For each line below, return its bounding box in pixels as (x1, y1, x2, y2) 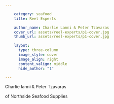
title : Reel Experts (14, 16, 56, 21)
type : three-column (18, 48, 58, 53)
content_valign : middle (18, 61, 68, 67)
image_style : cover (18, 52, 58, 57)
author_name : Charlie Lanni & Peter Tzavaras (14, 25, 110, 30)
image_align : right (18, 57, 58, 62)
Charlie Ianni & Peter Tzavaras (5, 84, 67, 90)
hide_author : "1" (18, 66, 54, 71)
